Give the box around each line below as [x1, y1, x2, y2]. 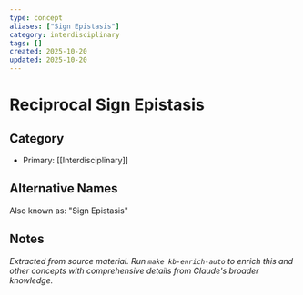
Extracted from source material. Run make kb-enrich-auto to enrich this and [9, 255, 294, 266]
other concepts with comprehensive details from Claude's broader [9, 265, 259, 276]
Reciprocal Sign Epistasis [9, 94, 205, 115]
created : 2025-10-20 [9, 47, 88, 56]
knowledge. [9, 274, 54, 286]
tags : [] [9, 38, 43, 48]
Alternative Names [9, 181, 118, 196]
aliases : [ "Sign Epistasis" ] [9, 22, 120, 31]
